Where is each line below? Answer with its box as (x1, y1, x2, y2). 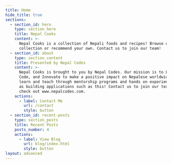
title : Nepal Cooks (14, 31, 56, 37)
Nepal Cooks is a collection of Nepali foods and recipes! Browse (18, 41, 164, 46)
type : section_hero (14, 27, 56, 32)
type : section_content (14, 55, 63, 61)
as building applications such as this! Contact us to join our (18, 84, 159, 89)
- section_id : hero (10, 22, 52, 27)
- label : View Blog (18, 137, 60, 142)
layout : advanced (5, 151, 42, 156)
